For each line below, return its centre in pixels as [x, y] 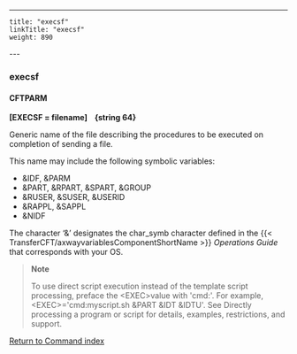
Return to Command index [57, 341]
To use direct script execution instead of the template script [140, 286]
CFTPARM [28, 97]
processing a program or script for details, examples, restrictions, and [158, 314]
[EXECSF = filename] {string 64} [73, 118]
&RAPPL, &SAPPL [54, 207]
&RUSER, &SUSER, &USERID [73, 197]
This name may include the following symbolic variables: [112, 161]
